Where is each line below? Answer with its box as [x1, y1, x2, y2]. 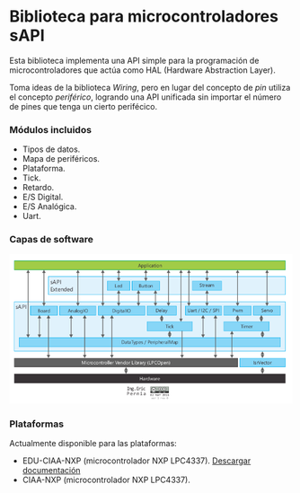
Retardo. [22, 182, 55, 193]
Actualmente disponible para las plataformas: [9, 438, 177, 449]
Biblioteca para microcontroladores [9, 6, 278, 27]
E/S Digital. [22, 191, 64, 203]
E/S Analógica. [22, 201, 77, 212]
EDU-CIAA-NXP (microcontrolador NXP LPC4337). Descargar [22, 455, 251, 466]
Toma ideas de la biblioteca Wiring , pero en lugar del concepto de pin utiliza [9, 82, 291, 92]
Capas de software [9, 233, 94, 246]
